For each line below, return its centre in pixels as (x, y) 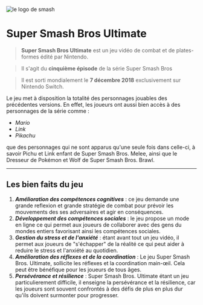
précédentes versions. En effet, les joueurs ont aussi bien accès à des (93, 104)
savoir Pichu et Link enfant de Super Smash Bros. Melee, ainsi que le (92, 153)
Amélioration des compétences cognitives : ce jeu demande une (97, 199)
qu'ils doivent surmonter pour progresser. (67, 295)
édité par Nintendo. (64, 57)
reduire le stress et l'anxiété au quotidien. (66, 250)
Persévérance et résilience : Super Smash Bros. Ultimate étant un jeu (102, 276)
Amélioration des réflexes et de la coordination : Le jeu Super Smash (102, 257)
